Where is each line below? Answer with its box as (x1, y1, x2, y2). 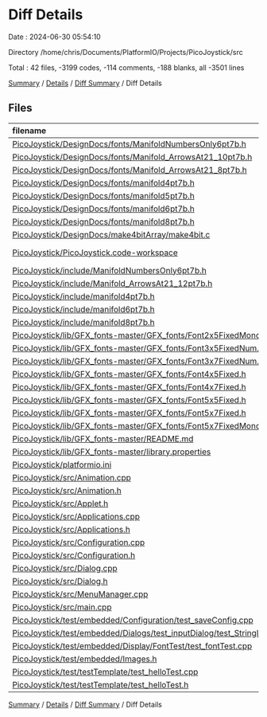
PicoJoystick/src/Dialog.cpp (12, 562, 118, 574)
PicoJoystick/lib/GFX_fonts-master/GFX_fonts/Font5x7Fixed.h (12, 407, 246, 418)
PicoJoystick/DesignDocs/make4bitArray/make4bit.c (12, 229, 211, 240)
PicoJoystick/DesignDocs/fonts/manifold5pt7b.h (12, 190, 195, 201)
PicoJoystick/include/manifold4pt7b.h (12, 291, 155, 302)
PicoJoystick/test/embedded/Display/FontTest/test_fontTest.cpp (12, 640, 253, 651)
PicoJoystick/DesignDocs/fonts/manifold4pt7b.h (12, 177, 195, 188)
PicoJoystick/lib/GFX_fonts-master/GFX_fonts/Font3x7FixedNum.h (12, 355, 264, 366)
